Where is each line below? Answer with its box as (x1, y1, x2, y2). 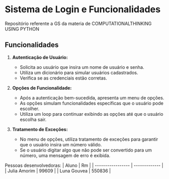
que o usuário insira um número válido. (19, 141, 102, 147)
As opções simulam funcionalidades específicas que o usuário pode (19, 100, 164, 106)
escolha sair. (19, 116, 47, 122)
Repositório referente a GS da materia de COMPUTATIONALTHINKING (5, 20, 152, 27)
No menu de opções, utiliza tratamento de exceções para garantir (19, 136, 158, 142)
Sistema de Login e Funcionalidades (5, 4, 161, 15)
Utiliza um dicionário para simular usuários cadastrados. (19, 69, 138, 75)
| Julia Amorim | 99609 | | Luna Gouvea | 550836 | (5, 167, 111, 174)
